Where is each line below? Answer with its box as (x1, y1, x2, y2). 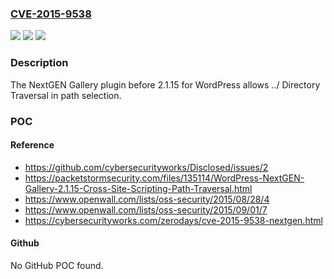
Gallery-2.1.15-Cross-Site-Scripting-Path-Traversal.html (24, 182, 253, 194)
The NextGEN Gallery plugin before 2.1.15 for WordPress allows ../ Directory (10, 78, 321, 91)
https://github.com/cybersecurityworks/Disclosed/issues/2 (24, 161, 269, 173)
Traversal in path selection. (10, 89, 122, 101)
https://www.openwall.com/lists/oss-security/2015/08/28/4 (24, 193, 270, 205)
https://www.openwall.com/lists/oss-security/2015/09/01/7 (24, 203, 268, 216)
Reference (10, 139, 55, 151)
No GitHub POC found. (10, 259, 104, 271)
